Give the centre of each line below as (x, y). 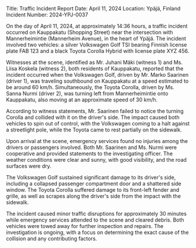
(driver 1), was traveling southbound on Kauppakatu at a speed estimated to (97, 81)
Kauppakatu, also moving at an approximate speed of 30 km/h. (82, 100)
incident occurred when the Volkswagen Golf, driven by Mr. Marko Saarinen (97, 75)
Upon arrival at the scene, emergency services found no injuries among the (97, 141)
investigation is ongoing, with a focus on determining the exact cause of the (97, 232)
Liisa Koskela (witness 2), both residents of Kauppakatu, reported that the (95, 69)
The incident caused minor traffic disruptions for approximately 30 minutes (97, 214)
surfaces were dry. (29, 166)
